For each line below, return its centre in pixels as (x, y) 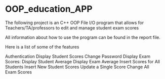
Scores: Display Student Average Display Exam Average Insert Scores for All (82, 61)
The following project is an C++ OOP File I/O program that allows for (75, 23)
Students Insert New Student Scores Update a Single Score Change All (77, 67)
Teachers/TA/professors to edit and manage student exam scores (72, 27)
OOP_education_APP (49, 9)
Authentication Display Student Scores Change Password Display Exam (78, 56)
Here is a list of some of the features (42, 47)
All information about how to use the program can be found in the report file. (83, 37)
